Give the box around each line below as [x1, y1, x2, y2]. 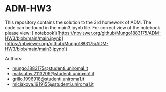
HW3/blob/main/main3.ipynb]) [5, 46, 68, 52]
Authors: [5, 55, 23, 61]
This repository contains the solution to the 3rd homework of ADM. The [5, 19, 152, 25]
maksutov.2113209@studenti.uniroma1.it [12, 70, 95, 76]
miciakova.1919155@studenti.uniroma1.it [12, 81, 94, 87]
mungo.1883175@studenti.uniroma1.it [12, 65, 88, 71]
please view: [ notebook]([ [5, 30, 59, 36]
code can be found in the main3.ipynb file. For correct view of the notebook [5, 24, 160, 30]
